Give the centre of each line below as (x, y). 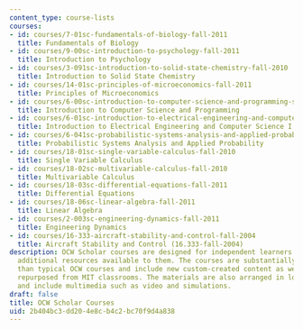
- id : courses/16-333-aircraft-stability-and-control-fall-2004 (133, 235)
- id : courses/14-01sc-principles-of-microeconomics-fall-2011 (131, 85)
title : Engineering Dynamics (72, 227)
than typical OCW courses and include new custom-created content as (151, 270)
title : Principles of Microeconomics (88, 93)
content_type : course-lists (62, 18)
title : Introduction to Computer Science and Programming (129, 110)
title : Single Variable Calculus (80, 160)
